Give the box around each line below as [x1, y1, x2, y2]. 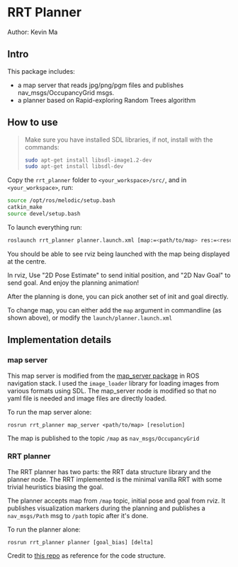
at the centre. [7, 257, 47, 266]
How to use [7, 116, 58, 128]
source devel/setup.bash [7, 210, 81, 218]
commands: [24, 142, 59, 151]
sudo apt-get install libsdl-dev [24, 163, 124, 170]
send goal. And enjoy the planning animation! [7, 278, 140, 287]
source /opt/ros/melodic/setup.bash [7, 197, 115, 204]
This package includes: [7, 67, 76, 75]
